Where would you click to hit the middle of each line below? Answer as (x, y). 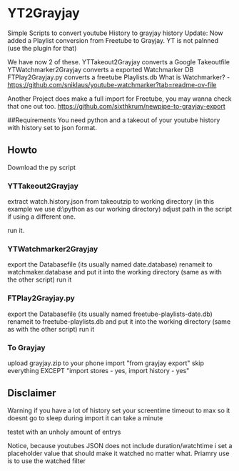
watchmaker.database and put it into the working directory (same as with (115, 272)
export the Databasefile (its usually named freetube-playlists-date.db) (110, 314)
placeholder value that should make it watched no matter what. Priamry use (118, 453)
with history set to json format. (52, 127)
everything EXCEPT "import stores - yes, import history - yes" (98, 370)
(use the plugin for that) (42, 48)
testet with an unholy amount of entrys (64, 432)
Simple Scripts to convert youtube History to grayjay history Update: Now (115, 33)
